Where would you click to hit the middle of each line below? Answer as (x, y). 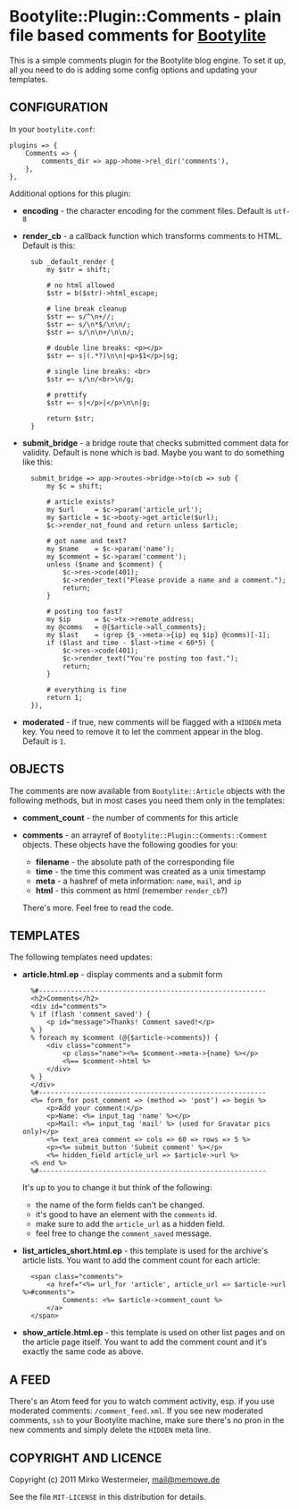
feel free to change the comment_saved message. (124, 1233)
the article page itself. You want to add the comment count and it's (145, 1342)
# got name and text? (86, 541)
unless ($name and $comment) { (104, 564)
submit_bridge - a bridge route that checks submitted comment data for (155, 443)
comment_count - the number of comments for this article (130, 817)
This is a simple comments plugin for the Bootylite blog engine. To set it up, (148, 60)
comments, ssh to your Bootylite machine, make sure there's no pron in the (147, 1420)
